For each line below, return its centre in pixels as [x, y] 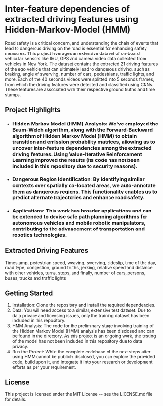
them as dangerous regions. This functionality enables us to [84, 192]
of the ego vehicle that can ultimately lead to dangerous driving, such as [77, 69]
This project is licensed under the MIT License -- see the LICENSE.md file [79, 394]
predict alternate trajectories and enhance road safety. [78, 198]
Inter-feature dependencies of [68, 9]
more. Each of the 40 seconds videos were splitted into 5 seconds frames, [80, 79]
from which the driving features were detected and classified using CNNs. [79, 84]
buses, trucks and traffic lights [36, 278]
